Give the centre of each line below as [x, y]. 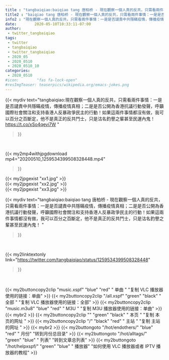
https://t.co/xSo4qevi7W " [32, 124]
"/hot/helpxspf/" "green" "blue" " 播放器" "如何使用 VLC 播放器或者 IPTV [80, 346]
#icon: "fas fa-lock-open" [41, 80]
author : [13, 29]
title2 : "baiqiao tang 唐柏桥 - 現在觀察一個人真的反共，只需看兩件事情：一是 [81, 15]
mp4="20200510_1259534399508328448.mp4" [55, 159]
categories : [18, 71]
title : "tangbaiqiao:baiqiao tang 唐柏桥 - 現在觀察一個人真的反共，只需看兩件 [84, 10]
